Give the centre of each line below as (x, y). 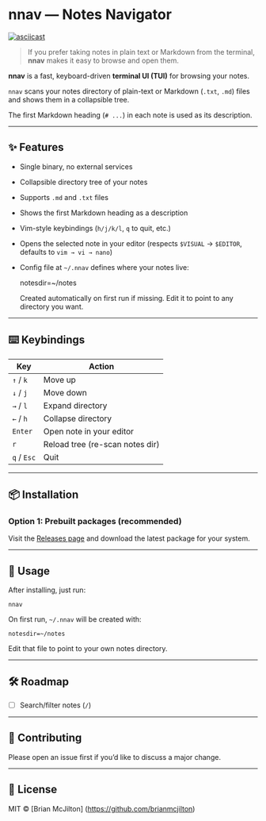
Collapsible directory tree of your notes (84, 182)
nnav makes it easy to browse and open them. (103, 60)
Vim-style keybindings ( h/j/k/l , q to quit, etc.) (95, 228)
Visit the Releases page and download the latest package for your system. (129, 538)
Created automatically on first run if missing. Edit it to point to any (126, 298)
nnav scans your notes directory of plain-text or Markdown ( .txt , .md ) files (129, 91)
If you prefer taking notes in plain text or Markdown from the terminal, (141, 52)
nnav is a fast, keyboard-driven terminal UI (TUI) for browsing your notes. (129, 75)
